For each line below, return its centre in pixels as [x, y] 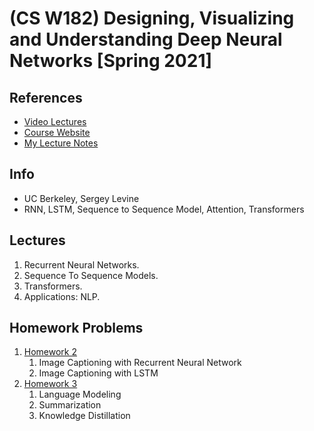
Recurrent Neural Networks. [81, 264]
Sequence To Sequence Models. [91, 275]
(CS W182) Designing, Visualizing [152, 18]
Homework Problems [76, 328]
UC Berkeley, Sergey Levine [81, 198]
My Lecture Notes [61, 143]
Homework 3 [50, 384]
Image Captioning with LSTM [98, 373]
